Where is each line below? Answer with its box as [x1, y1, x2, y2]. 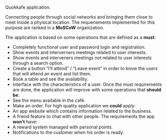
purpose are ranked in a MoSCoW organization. [5, 25, 104, 31]
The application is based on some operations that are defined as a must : [5, 35, 156, 40]
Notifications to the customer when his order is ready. [12, 129, 124, 135]
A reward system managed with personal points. [12, 124, 113, 130]
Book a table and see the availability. [12, 76, 89, 82]
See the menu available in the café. [12, 97, 86, 103]
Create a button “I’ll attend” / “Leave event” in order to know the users [12, 65, 158, 71]
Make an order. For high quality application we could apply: [12, 103, 136, 108]
